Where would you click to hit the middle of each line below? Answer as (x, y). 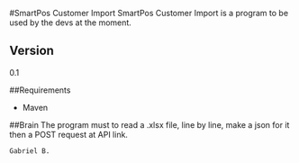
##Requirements (40, 90)
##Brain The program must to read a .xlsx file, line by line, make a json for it (149, 124)
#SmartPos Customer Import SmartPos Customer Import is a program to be (149, 13)
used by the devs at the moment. (71, 23)
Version (32, 51)
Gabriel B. (30, 151)
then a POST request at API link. (69, 134)
